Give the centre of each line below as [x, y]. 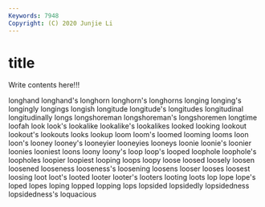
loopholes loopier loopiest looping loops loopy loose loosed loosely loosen [132, 160]
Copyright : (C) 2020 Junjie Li [61, 23]
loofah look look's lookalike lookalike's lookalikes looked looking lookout [128, 126]
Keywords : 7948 [34, 16]
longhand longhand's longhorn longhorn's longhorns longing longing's [125, 100]
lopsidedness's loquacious [53, 194]
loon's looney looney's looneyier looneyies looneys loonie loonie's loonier [130, 143]
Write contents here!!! [44, 85]
